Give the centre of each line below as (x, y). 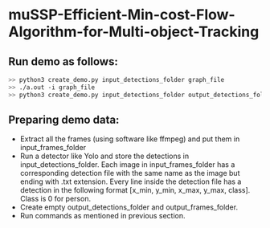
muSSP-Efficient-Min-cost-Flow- (122, 15)
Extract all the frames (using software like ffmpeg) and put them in (130, 139)
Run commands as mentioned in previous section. (103, 216)
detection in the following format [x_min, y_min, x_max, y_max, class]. (135, 190)
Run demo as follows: (63, 61)
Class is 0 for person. (55, 199)
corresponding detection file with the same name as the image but (130, 173)
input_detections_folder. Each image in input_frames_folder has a (127, 165)
